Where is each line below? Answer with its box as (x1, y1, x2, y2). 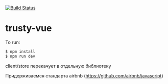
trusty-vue (5, 23, 52, 34)
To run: (5, 39, 20, 45)
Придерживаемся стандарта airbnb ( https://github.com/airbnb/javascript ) (5, 72, 163, 78)
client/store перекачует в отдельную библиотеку (5, 63, 111, 69)
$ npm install (5, 49, 36, 54)
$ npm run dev (5, 54, 36, 59)
